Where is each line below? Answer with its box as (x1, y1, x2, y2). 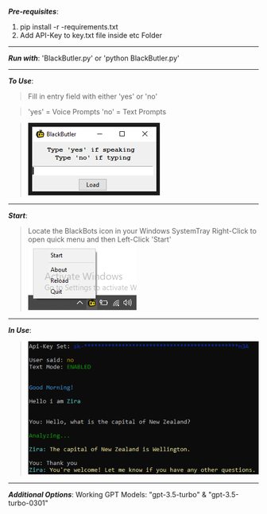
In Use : (8, 326, 32, 334)
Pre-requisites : (8, 7, 60, 16)
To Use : (8, 76, 34, 86)
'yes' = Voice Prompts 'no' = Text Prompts (27, 107, 167, 116)
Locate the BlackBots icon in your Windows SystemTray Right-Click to (27, 226, 257, 235)
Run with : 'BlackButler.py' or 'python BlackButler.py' (8, 53, 180, 63)
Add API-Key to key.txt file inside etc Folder (19, 31, 163, 40)
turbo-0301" (8, 498, 49, 508)
